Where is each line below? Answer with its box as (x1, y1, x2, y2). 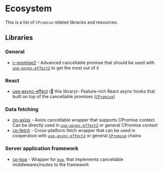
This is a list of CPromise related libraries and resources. (5, 19, 118, 25)
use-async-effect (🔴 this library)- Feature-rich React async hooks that (12, 88, 155, 94)
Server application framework (5, 145, 79, 152)
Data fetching (5, 105, 39, 112)
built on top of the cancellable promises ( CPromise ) (12, 93, 115, 99)
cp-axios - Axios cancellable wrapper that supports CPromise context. (12, 117, 156, 123)
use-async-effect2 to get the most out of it (12, 65, 99, 70)
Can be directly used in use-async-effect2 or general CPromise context (12, 122, 158, 128)
